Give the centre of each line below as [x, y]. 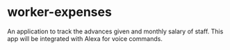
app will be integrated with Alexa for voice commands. [85, 38]
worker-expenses [60, 12]
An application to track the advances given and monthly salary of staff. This [115, 31]
